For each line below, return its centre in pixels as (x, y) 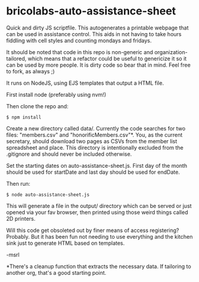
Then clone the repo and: (37, 106)
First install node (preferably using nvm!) (56, 94)
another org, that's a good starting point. (56, 272)
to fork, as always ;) (31, 71)
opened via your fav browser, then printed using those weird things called (97, 212)
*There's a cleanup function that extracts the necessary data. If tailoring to (99, 266)
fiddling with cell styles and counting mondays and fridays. (79, 40)
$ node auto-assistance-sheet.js (48, 195)
